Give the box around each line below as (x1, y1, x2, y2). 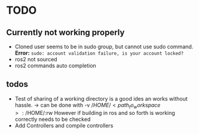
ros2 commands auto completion (14, 62, 97, 69)
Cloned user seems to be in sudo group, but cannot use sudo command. (14, 43, 194, 50)
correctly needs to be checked (14, 116, 91, 123)
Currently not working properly (6, 27, 125, 38)
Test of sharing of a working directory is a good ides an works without (14, 95, 188, 102)
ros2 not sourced (14, 56, 58, 63)
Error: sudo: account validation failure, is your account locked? (14, 49, 184, 57)
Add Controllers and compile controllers (14, 121, 114, 129)
